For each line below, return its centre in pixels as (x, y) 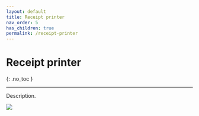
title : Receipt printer (36, 17)
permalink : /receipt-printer (42, 34)
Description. (21, 96)
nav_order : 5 (22, 22)
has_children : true (30, 28)
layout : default (26, 11)
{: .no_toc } (20, 79)
